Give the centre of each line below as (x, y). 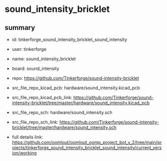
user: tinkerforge (29, 49)
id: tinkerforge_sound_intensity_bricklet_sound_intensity (69, 39)
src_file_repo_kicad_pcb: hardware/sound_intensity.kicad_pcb (76, 88)
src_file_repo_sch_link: (35, 122)
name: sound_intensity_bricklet (44, 59)
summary (20, 28)
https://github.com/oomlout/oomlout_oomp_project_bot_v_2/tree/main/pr (87, 142)
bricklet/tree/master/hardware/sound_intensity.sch (64, 127)
